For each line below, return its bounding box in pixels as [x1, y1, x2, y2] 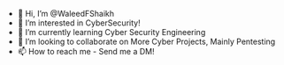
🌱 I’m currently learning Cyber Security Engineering [17, 27, 206, 37]
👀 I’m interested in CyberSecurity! [17, 18, 141, 28]
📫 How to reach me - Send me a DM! [17, 47, 155, 56]
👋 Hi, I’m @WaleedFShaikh [17, 9, 115, 18]
